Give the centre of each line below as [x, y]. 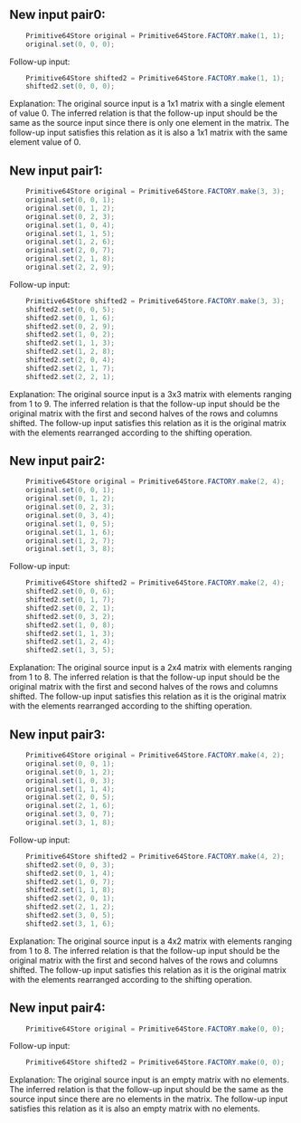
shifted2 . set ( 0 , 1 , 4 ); [71, 873]
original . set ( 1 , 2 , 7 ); [71, 541]
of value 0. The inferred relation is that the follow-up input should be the [144, 113]
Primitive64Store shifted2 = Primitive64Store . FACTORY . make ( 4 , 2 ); [155, 856]
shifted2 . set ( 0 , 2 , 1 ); [71, 608]
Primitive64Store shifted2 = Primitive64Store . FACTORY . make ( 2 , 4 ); [155, 583]
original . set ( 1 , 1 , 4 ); [71, 789]
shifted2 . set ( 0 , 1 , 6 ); [71, 318]
